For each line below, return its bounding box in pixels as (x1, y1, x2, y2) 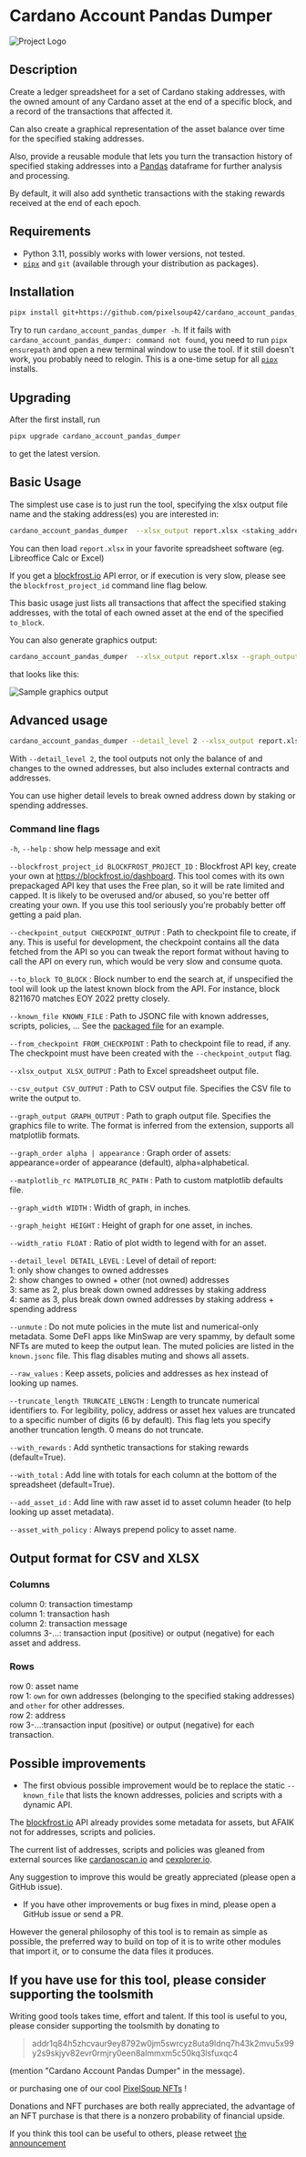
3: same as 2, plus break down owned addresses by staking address (9, 1285, 267, 1295)
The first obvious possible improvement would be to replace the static (22, 1780, 285, 1791)
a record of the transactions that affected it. (9, 106, 173, 117)
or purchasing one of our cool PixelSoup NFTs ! (9, 2083, 188, 2094)
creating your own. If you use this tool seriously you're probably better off (9, 900, 287, 911)
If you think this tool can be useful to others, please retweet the (9, 2128, 248, 2139)
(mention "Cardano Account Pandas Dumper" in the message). (9, 2066, 246, 2077)
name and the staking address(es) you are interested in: (9, 508, 219, 520)
